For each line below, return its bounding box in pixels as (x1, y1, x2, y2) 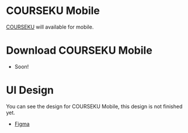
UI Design (6, 83, 54, 97)
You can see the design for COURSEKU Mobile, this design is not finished (6, 103, 183, 110)
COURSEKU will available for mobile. (6, 23, 94, 30)
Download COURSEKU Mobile (6, 44, 153, 57)
